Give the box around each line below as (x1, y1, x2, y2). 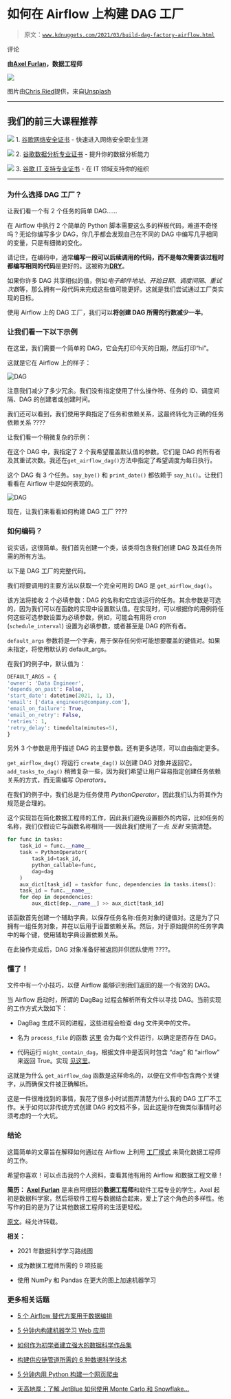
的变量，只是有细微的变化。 (7, 239, 86, 247)
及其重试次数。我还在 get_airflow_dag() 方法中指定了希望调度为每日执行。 (7, 456, 217, 464)
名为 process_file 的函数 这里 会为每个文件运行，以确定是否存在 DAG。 (16, 1034, 220, 1042)
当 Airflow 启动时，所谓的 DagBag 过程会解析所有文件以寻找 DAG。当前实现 (7, 996, 221, 1004)
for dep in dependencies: (19, 894, 94, 901)
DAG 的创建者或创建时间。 (19, 395, 94, 403)
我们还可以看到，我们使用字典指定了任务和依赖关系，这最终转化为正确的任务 (7, 410, 224, 418)
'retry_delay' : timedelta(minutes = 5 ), (7, 724, 118, 731)
